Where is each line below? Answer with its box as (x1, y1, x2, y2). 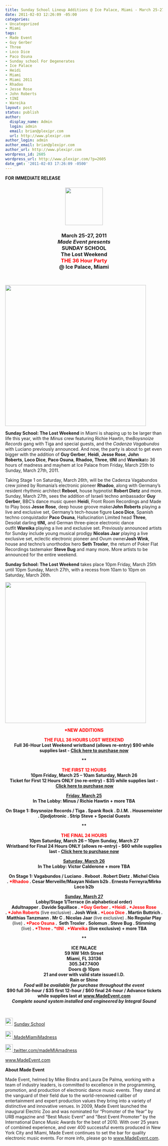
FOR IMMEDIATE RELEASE (5, 175, 61, 181)
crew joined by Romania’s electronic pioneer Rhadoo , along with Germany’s (5, 482, 161, 488)
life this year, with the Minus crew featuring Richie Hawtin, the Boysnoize (5, 435, 154, 441)
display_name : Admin (9, 119, 52, 124)
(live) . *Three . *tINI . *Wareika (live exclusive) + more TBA (20, 925, 147, 931)
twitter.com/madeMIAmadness (13, 1047, 77, 1053)
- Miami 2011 (5, 77, 32, 82)
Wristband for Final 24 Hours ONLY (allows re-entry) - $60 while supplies (6, 843, 162, 849)
